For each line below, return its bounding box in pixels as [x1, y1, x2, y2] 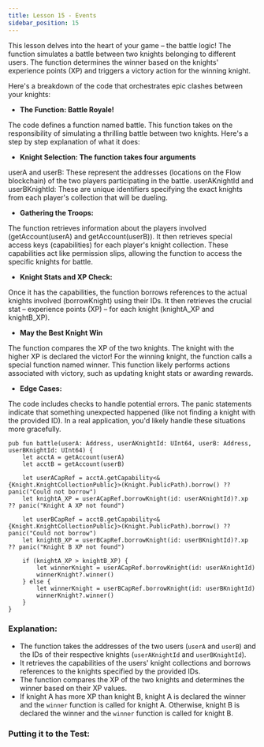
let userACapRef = [22, 474, 83, 482]
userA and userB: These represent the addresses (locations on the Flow [8, 167, 242, 177]
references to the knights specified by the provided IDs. [19, 666, 201, 676]
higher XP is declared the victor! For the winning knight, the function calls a [8, 351, 252, 361]
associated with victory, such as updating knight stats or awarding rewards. [8, 368, 254, 377]
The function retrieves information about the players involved [8, 223, 207, 233]
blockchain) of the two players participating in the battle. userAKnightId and [8, 175, 254, 186]
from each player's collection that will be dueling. [8, 193, 168, 202]
